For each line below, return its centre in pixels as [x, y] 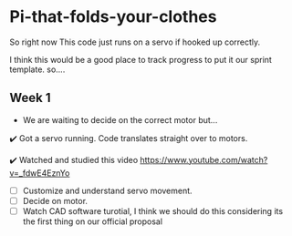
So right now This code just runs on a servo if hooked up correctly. [135, 42]
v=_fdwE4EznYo [40, 173]
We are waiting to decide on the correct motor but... [120, 119]
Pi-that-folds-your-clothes [113, 17]
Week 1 [30, 98]
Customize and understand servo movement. [108, 190]
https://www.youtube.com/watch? [204, 159]
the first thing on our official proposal [92, 221]
